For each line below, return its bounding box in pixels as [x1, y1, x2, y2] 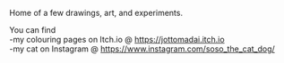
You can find [9, 25, 56, 35]
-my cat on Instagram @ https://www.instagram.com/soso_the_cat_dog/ [9, 43, 275, 54]
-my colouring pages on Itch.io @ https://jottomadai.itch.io [9, 35, 226, 44]
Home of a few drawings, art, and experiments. [9, 8, 184, 18]
